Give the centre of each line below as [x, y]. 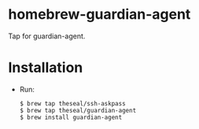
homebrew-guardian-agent [99, 14]
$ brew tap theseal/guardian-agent [78, 110]
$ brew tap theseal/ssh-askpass [72, 103]
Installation [46, 68]
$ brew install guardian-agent [71, 117]
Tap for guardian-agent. [47, 36]
